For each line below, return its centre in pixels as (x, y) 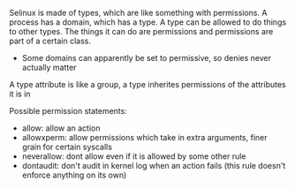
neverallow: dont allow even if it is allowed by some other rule (134, 156)
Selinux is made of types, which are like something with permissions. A (138, 13)
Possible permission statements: (68, 111)
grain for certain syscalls (67, 147)
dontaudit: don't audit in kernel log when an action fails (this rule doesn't (154, 166)
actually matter (49, 67)
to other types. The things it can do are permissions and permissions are (141, 31)
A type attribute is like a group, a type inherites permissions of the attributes (148, 84)
